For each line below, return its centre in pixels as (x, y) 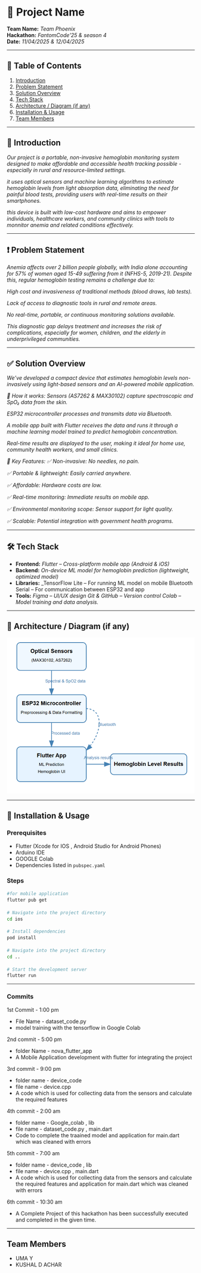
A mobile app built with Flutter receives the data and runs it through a (92, 425)
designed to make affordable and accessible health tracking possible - (94, 163)
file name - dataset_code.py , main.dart (64, 1129)
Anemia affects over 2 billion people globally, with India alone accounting (97, 267)
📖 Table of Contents (44, 66)
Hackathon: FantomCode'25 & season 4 (57, 35)
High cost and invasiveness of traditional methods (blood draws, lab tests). (100, 292)
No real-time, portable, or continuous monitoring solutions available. (91, 315)
